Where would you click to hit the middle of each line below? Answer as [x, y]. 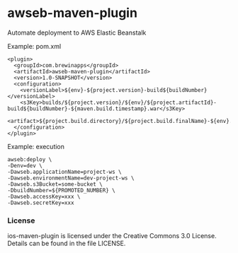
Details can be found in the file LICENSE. [67, 243]
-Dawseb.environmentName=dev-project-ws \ [71, 178]
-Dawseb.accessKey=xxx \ [44, 196]
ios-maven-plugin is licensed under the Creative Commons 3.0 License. [112, 236]
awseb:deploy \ [30, 159]
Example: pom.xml [34, 46]
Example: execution [36, 146]
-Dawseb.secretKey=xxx [41, 203]
